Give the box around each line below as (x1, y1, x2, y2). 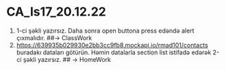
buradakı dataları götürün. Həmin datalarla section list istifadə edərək (16, 48, 212, 56)
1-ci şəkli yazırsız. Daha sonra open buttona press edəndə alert (16, 27, 194, 35)
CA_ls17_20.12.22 (6, 4, 107, 20)
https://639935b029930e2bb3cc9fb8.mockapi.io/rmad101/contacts (16, 41, 208, 49)
